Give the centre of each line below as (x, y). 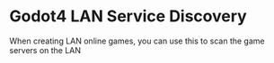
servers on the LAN (45, 50)
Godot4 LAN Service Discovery (128, 16)
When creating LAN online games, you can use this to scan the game (137, 41)
